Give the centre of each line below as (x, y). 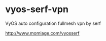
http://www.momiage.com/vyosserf (42, 33)
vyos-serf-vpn (37, 9)
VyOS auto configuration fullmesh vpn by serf (53, 23)
